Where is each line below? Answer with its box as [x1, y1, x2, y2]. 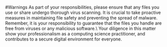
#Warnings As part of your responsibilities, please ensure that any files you [5, 4, 160, 10]
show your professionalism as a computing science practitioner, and [5, 31, 146, 36]
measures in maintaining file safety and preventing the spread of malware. [5, 15, 158, 20]
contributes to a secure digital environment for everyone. [5, 36, 122, 42]
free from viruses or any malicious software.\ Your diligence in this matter [5, 25, 156, 31]
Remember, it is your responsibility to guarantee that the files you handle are [5, 20, 162, 26]
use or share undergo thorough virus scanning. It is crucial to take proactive [5, 9, 161, 15]
